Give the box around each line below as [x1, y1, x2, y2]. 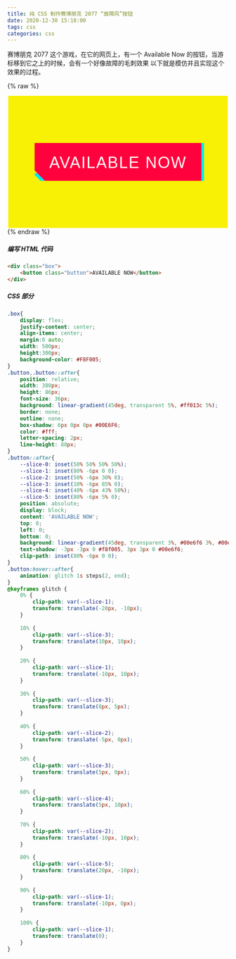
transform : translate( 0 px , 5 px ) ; [32, 703, 131, 710]
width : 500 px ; [20, 343, 61, 350]
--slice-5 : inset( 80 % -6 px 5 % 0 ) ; [20, 494, 121, 501]
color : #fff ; [20, 428, 58, 435]
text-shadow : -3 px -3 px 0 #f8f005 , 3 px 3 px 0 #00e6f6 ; [20, 546, 184, 553]
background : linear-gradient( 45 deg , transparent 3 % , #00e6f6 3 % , [20, 540, 216, 547]
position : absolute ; [20, 500, 80, 507]
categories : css [7, 30, 55, 37]
